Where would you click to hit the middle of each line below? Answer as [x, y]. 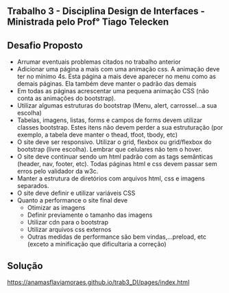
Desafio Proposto [45, 45]
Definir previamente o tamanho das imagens [90, 215]
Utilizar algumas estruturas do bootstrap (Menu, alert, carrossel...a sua [117, 106]
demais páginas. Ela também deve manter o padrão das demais [107, 84]
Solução [25, 266]
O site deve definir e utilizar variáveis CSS [76, 193]
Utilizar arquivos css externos [69, 230]
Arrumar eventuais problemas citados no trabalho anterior [99, 62]
